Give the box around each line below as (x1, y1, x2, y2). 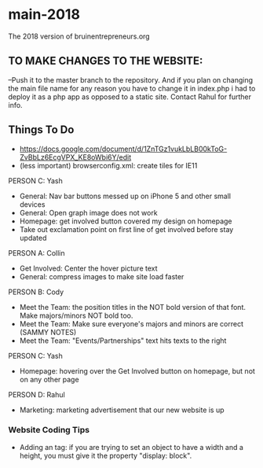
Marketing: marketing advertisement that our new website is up (19, 405, 225, 415)
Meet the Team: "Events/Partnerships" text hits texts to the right (19, 336, 227, 345)
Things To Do (8, 123, 75, 137)
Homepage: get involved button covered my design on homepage (19, 216, 233, 226)
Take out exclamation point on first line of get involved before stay (19, 224, 234, 234)
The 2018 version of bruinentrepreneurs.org (8, 31, 151, 41)
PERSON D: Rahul (8, 389, 65, 399)
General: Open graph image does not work (19, 208, 159, 217)
